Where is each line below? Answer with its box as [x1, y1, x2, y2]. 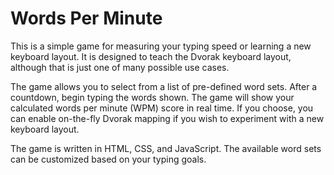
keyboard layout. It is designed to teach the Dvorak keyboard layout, [10, 50, 292, 62]
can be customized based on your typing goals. [10, 153, 207, 165]
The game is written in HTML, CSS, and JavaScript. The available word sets [10, 142, 322, 154]
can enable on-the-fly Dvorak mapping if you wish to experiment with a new [10, 112, 325, 124]
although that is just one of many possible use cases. [10, 61, 230, 73]
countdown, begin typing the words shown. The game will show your [10, 91, 295, 103]
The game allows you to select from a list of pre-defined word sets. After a [10, 80, 318, 92]
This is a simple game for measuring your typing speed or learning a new [10, 40, 312, 52]
